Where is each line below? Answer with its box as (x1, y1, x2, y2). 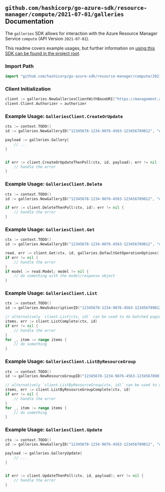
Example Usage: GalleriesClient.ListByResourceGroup (5, 358, 136, 365)
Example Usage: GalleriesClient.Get (5, 226, 95, 233)
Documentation (5, 17, 54, 26)
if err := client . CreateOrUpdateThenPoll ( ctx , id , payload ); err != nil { (5, 160, 162, 165)
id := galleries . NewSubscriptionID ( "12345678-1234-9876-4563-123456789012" (5, 306, 164, 310)
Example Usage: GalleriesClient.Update (5, 426, 103, 433)
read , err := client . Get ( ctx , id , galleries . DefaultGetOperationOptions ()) (5, 251, 164, 256)
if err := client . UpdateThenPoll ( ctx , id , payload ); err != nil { (5, 473, 144, 478)
